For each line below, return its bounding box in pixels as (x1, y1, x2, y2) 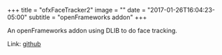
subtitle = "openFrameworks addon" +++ (29, 13, 147, 21)
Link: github (7, 40, 41, 47)
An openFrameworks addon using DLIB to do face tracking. (7, 27, 178, 34)
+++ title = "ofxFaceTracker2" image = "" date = (7, 6, 147, 14)
